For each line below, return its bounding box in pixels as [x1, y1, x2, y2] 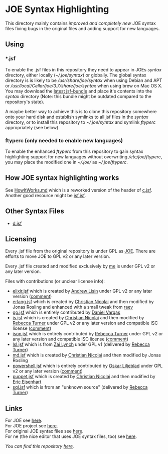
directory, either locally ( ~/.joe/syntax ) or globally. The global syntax [5, 72, 146, 78]
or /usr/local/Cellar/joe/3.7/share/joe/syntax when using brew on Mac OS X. [5, 82, 163, 88]
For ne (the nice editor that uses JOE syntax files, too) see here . [5, 433, 137, 439]
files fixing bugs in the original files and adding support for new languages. [5, 25, 160, 31]
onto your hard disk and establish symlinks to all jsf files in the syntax [5, 114, 149, 120]
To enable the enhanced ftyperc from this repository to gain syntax [5, 148, 144, 154]
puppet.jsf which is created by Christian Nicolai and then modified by [12, 374, 155, 380]
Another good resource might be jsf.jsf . [5, 192, 86, 198]
